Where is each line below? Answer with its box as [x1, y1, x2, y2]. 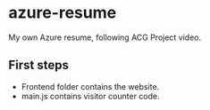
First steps [8, 58, 69, 73]
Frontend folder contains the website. [21, 81, 160, 91]
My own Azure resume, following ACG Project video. [8, 32, 202, 43]
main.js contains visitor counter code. [21, 90, 160, 101]
